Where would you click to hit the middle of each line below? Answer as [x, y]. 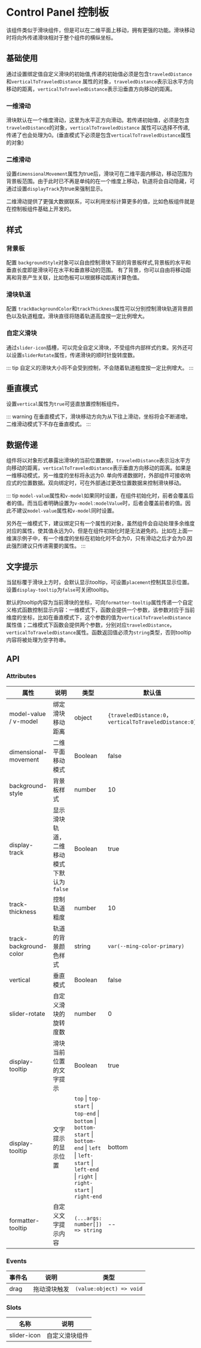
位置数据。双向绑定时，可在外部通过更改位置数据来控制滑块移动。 [103, 483]
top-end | [87, 1113]
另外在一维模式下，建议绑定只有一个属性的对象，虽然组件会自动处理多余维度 [100, 523]
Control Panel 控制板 [58, 12]
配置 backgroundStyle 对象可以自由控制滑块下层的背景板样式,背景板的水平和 [99, 263]
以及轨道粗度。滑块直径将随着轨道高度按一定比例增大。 [79, 316]
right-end [88, 1196]
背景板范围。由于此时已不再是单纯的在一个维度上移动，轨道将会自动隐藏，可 [100, 181]
